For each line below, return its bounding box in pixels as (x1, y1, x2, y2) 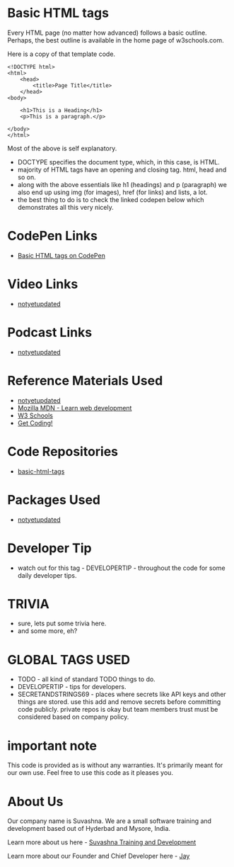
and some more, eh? (17, 627, 78, 635)
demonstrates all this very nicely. (17, 203, 115, 211)
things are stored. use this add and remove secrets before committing (17, 698, 221, 706)
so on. (17, 172, 37, 181)
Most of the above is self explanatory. (7, 144, 117, 152)
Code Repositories (7, 443, 119, 459)
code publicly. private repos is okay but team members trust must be (17, 705, 218, 714)
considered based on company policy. (17, 712, 129, 721)
